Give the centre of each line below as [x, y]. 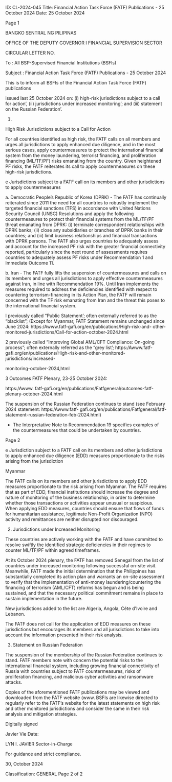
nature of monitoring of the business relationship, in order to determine [80, 497]
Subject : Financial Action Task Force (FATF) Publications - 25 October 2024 [86, 73]
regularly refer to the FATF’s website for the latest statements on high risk [83, 703]
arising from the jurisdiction [34, 461]
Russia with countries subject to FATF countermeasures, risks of [73, 671]
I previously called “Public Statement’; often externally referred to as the [81, 316]
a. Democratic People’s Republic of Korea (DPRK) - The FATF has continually [86, 197]
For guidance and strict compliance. [43, 754]
